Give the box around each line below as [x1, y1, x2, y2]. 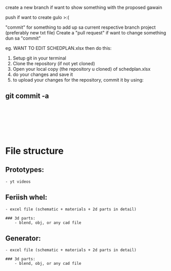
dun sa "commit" [5, 35, 41, 41]
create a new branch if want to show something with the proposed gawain [5, 5, 163, 10]
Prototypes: [5, 165, 45, 174]
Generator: [5, 234, 41, 243]
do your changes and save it [12, 71, 73, 78]
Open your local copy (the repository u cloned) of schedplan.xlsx [12, 66, 150, 72]
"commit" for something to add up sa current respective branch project [5, 24, 156, 30]
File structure [5, 145, 64, 157]
